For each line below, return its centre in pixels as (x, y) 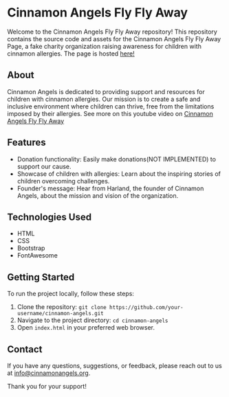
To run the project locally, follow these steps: (70, 294)
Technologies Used (49, 217)
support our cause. (44, 166)
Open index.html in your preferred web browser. (86, 328)
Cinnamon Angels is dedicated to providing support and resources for (106, 91)
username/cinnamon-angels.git (61, 314)
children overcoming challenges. (63, 181)
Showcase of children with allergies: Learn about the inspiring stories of (119, 174)
